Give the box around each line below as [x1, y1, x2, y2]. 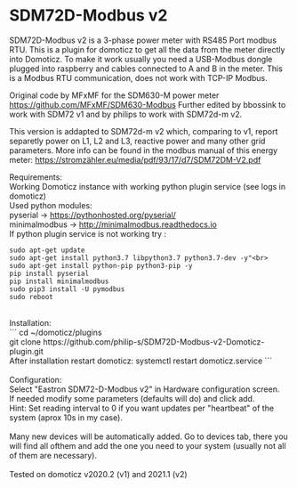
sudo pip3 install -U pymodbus [9, 284, 125, 294]
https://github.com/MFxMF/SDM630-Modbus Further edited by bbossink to [9, 99, 286, 110]
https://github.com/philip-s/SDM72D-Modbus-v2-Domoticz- [43, 336, 265, 347]
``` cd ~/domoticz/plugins [9, 327, 102, 338]
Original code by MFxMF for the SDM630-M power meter [9, 90, 220, 101]
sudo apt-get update [9, 246, 86, 255]
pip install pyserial [9, 269, 90, 278]
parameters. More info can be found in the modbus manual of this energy [9, 144, 278, 156]
